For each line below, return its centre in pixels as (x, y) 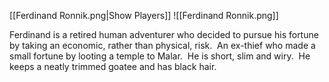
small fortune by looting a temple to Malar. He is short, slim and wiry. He (160, 56)
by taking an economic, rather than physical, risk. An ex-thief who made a (162, 45)
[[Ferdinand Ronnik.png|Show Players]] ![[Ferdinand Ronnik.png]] (144, 15)
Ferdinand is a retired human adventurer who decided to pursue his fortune (164, 34)
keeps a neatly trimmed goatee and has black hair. (113, 66)
